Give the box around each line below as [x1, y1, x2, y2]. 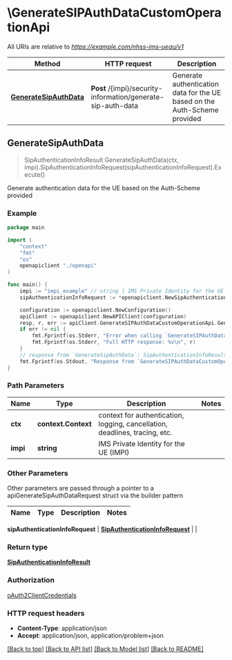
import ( [7, 237, 32, 244]
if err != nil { [19, 326, 67, 333]
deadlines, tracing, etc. [98, 428, 173, 437]
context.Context [37, 419, 92, 428]
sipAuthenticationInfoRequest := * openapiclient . [19, 294, 166, 301]
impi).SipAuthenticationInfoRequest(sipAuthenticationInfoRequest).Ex [23, 163, 222, 171]
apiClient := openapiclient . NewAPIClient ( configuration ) [19, 313, 187, 320]
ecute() [23, 170, 46, 178]
